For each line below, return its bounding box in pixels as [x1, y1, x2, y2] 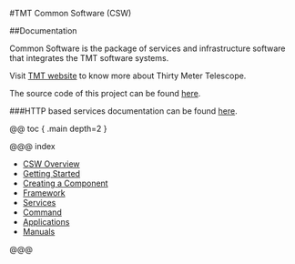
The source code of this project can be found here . [9, 88, 201, 98]
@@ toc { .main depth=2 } [9, 123, 107, 134]
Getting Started [22, 168, 80, 178]
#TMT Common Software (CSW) [9, 8, 132, 18]
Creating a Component [22, 178, 108, 188]
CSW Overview [22, 158, 80, 169]
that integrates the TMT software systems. [9, 53, 169, 63]
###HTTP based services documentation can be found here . [9, 106, 239, 117]
